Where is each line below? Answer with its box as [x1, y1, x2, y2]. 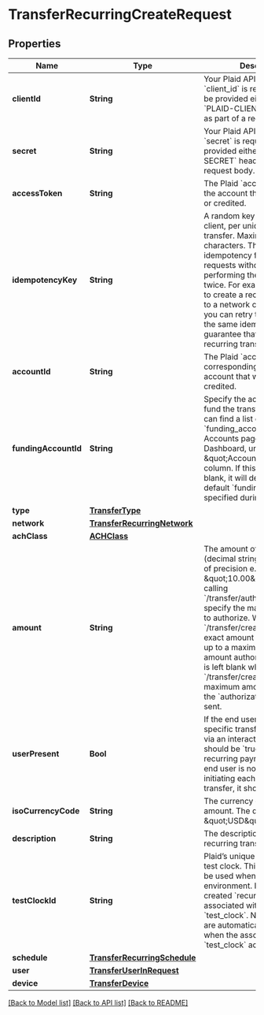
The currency [203, 796, 254, 806]
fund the [203, 403, 236, 415]
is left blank [203, 662, 246, 672]
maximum [203, 682, 240, 692]
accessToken [12, 188, 63, 199]
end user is [203, 763, 245, 774]
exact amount [203, 632, 255, 643]
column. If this [203, 463, 256, 474]
